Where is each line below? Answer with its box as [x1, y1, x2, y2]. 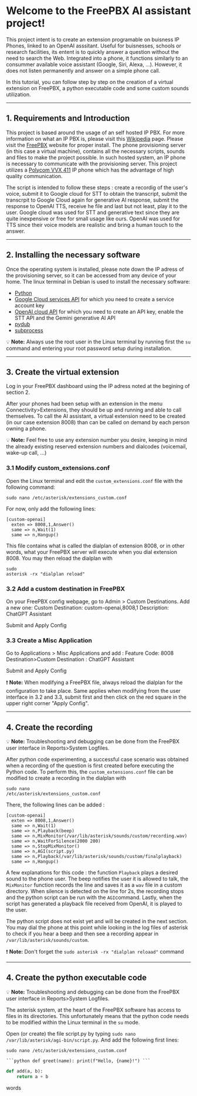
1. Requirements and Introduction [6, 113, 130, 124]
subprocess [14, 326, 43, 333]
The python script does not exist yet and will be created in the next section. [6, 918, 188, 925]
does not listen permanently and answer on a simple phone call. [6, 67, 161, 74]
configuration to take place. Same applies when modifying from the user [6, 687, 181, 695]
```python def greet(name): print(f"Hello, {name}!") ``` [6, 1058, 151, 1064]
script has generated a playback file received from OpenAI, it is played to [6, 900, 183, 907]
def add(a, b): [6, 1068, 43, 1074]
